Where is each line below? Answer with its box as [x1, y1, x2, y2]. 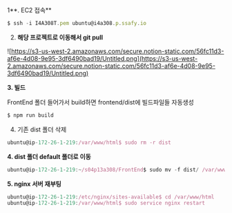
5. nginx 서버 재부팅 [7, 179, 62, 188]
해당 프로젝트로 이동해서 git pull [17, 33, 104, 41]
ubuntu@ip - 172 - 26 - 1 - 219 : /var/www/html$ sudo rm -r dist [7, 139, 171, 146]
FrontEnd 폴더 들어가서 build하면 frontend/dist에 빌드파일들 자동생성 [7, 98, 195, 106]
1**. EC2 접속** [7, 6, 52, 14]
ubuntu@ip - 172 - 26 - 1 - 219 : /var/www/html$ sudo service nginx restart [7, 200, 206, 207]
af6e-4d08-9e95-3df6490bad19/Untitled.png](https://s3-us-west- [7, 54, 198, 62]
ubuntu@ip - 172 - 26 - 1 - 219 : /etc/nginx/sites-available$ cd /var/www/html [7, 193, 215, 201]
